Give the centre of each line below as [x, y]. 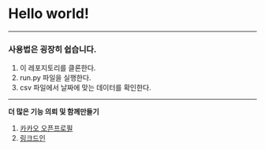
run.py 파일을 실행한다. [55, 78]
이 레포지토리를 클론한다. [58, 68]
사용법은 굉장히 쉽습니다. [52, 49]
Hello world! [49, 14]
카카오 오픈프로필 [46, 128]
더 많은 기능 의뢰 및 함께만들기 [54, 112]
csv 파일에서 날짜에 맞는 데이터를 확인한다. [85, 88]
